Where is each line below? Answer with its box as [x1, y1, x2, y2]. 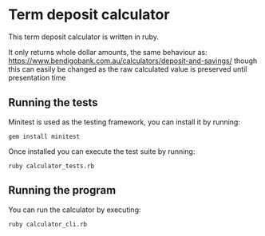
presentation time [8, 73, 66, 82]
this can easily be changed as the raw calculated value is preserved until [8, 64, 247, 73]
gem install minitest [8, 132, 81, 140]
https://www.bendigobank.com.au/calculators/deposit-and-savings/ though [8, 56, 258, 65]
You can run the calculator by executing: [8, 205, 141, 214]
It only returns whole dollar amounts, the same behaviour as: [8, 47, 208, 57]
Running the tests [8, 96, 98, 109]
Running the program [8, 183, 117, 197]
